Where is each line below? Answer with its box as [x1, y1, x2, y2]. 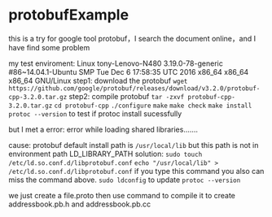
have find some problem [8, 42, 90, 52]
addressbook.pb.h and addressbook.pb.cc [8, 199, 151, 209]
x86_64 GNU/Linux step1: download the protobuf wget [8, 76, 188, 85]
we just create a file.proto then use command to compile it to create [8, 190, 236, 200]
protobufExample [8, 6, 129, 24]
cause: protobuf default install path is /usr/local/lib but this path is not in [8, 140, 259, 150]
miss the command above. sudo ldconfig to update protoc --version [8, 175, 241, 184]
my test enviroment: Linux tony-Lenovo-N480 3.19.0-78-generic [8, 59, 224, 68]
